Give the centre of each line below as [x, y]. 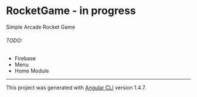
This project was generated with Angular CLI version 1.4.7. [76, 88]
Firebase [25, 58]
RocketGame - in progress [71, 11]
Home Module [32, 71]
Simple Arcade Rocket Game [41, 27]
